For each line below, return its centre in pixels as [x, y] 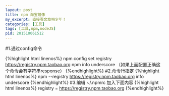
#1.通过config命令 [24, 48]
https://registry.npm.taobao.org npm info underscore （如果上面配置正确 [81, 64]
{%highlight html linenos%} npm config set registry [59, 58]
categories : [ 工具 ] [25, 24]
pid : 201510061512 [24, 33]
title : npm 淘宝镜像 [25, 15]
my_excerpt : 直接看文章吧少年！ [36, 19]
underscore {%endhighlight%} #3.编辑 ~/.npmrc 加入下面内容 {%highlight [82, 82]
